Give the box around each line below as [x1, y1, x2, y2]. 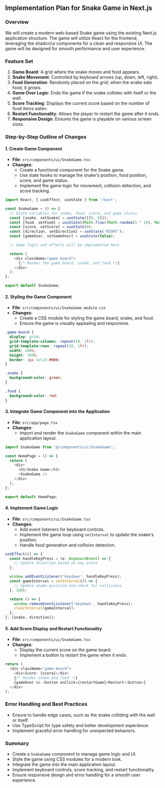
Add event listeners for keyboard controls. [19, 526, 105, 532]
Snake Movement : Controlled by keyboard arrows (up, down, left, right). [12, 74, 159, 80]
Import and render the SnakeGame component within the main [19, 430, 141, 436]
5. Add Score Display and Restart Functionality [5, 625, 102, 631]
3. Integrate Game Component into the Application [5, 409, 110, 414]
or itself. [12, 717, 29, 723]
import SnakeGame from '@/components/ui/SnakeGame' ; [5, 444, 115, 449]
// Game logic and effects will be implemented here [9, 243, 120, 248]
